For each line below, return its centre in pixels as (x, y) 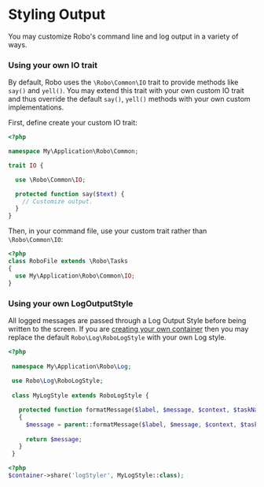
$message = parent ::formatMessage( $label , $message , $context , (131, 424)
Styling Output (57, 15)
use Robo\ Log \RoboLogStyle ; (57, 381)
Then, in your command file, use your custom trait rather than (108, 231)
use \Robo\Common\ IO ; (51, 180)
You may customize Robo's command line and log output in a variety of (123, 36)
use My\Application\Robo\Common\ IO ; (75, 276)
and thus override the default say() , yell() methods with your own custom (129, 99)
